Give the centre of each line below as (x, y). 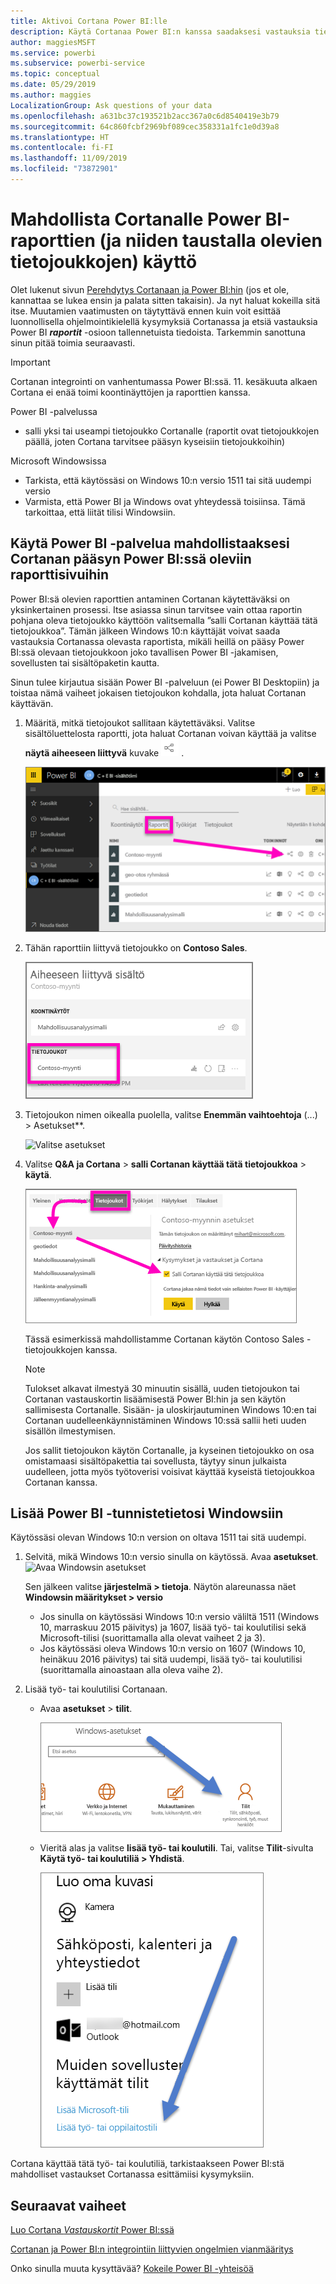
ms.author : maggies (51, 95)
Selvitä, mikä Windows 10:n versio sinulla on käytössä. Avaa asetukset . (171, 1557)
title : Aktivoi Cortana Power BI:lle (89, 21)
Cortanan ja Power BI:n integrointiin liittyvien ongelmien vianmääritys (152, 2249)
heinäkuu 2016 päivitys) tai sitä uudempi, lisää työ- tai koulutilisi (171, 1659)
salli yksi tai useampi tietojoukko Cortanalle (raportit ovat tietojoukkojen (172, 431)
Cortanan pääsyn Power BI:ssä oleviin (131, 559)
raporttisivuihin (60, 575)
